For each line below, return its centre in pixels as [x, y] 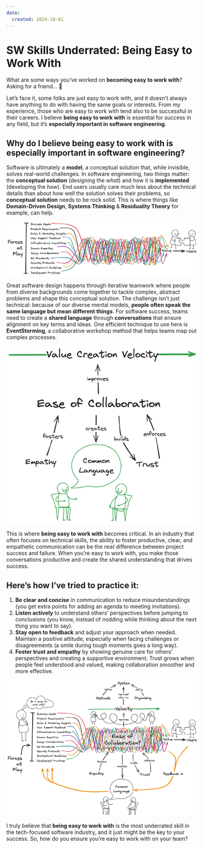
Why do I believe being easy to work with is [90, 143]
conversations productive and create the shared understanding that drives [99, 560]
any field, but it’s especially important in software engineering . [87, 124]
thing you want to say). [44, 626]
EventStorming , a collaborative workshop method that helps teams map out [101, 331]
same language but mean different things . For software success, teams [97, 311]
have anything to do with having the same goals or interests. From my [93, 105]
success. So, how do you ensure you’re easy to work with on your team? [97, 839]
